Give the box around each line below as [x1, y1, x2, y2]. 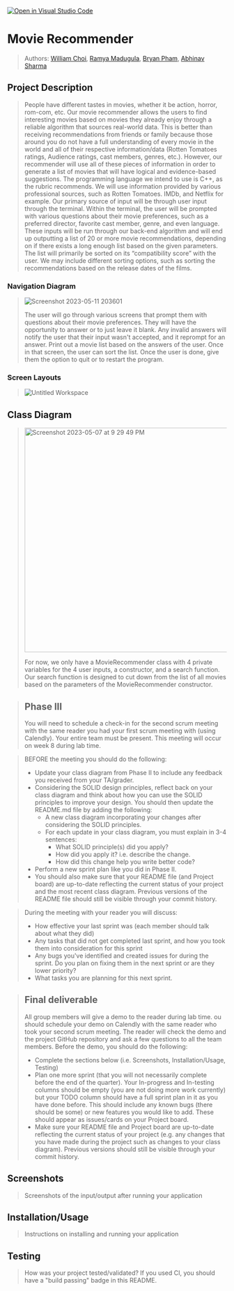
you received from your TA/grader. [34, 776, 134, 784]
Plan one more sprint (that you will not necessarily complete [34, 1070, 208, 1079]
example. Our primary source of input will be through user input [24, 196, 207, 205]
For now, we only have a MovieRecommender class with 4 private [24, 658, 213, 667]
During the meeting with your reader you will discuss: [24, 908, 178, 916]
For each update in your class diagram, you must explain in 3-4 [45, 828, 227, 836]
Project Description [7, 82, 93, 94]
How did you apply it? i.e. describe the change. [55, 850, 191, 858]
